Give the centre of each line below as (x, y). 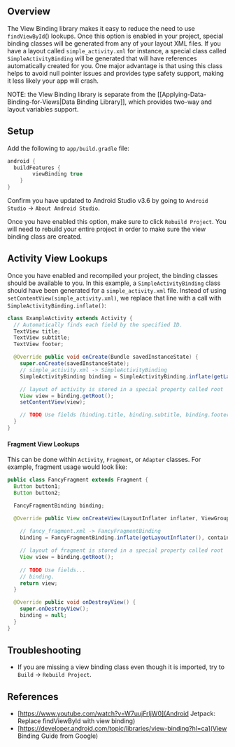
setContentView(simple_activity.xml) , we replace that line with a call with (114, 298)
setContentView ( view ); (53, 402)
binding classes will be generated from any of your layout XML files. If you (114, 43)
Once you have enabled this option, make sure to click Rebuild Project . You (117, 222)
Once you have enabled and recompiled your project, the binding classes (113, 275)
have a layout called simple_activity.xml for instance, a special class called (117, 51)
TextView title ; (37, 331)
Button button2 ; (37, 493)
